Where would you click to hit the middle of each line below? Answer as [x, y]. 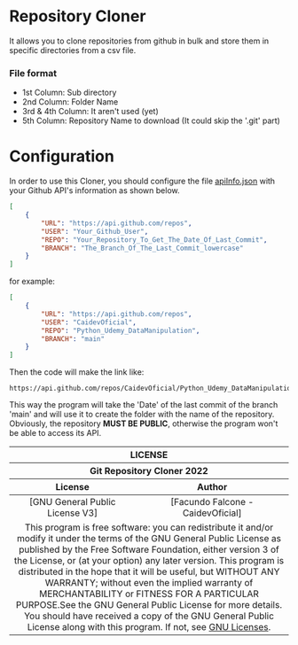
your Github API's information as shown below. [94, 190]
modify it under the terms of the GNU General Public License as [149, 539]
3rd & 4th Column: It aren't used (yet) [90, 112]
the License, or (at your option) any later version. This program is [149, 561]
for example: [32, 282]
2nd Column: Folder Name [70, 102]
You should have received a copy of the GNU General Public [149, 616]
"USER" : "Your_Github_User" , [95, 231]
